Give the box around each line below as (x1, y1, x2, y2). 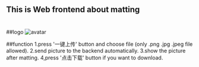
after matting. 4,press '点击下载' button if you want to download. (6, 54, 163, 61)
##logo (6, 28, 24, 35)
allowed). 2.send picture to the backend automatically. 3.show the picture (6, 47, 186, 54)
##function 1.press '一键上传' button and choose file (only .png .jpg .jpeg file (6, 41, 193, 48)
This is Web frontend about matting (6, 5, 140, 15)
